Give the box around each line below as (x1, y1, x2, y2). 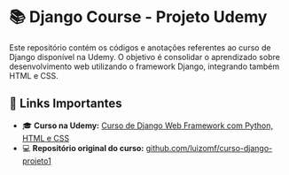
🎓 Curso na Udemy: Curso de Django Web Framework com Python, (21, 120, 273, 131)
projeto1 (21, 156, 51, 166)
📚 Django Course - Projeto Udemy (9, 7, 268, 27)
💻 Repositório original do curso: (21, 142, 144, 153)
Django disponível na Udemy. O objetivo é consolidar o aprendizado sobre (9, 51, 281, 62)
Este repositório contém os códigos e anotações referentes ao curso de (9, 42, 271, 53)
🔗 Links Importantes (9, 96, 122, 111)
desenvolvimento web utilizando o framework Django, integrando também (9, 61, 280, 72)
